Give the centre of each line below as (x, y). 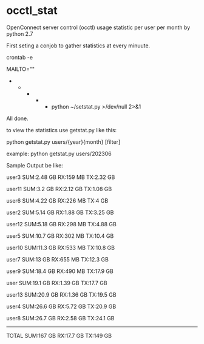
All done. (17, 118)
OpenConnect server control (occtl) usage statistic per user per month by (98, 27)
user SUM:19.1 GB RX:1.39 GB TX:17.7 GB (57, 283)
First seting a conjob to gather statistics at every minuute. (78, 46)
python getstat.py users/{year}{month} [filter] (63, 142)
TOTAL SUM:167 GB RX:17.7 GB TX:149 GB (59, 336)
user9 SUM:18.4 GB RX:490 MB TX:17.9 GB (60, 271)
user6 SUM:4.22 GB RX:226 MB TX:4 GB (57, 200)
